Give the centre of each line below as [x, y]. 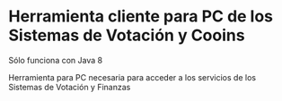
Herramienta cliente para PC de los [141, 17]
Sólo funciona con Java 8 [56, 60]
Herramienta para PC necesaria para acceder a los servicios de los [132, 77]
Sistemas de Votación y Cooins [127, 35]
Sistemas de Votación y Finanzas [70, 87]
